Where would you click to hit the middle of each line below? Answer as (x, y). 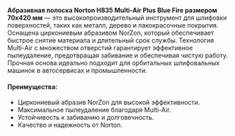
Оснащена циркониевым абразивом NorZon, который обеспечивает (111, 33)
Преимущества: (33, 86)
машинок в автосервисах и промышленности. (77, 70)
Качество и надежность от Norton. (70, 125)
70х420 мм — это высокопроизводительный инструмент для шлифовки (117, 18)
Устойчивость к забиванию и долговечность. (86, 118)
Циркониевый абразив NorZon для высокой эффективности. (109, 103)
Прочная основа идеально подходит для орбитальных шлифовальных (114, 63)
